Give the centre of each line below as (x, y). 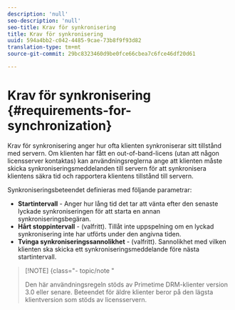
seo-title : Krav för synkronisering (62, 27)
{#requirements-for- (69, 111)
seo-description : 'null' (44, 21)
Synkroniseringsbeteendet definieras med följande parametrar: (100, 189)
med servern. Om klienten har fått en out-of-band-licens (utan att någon (113, 153)
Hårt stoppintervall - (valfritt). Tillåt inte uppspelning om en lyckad (116, 226)
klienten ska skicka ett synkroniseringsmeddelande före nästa (108, 249)
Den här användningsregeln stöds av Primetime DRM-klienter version (126, 284)
